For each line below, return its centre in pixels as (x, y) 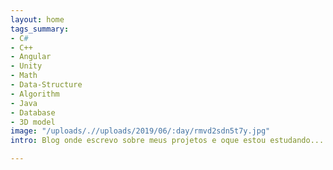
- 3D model (33, 122)
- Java (24, 103)
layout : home (37, 19)
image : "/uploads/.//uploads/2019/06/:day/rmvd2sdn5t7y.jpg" (140, 131)
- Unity (26, 66)
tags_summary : (40, 29)
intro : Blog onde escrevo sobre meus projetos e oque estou (138, 141)
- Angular (31, 57)
